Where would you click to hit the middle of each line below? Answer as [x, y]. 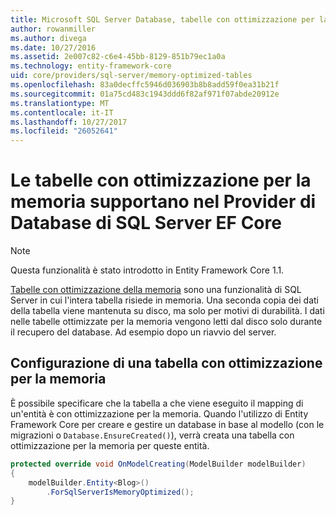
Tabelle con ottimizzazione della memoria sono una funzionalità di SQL [156, 290]
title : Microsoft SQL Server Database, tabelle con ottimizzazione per [162, 19]
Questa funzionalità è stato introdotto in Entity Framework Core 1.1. [147, 270]
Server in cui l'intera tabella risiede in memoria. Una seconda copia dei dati [164, 300]
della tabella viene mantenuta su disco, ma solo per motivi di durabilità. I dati [167, 311]
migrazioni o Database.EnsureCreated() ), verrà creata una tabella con [152, 435]
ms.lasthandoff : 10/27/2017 [69, 122]
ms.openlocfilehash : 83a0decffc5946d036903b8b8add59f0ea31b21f [145, 85]
